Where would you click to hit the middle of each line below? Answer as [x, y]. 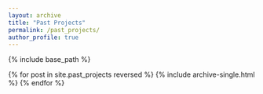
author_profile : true [44, 37]
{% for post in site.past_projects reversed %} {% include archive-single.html [131, 74]
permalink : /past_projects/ [54, 30]
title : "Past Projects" [47, 23]
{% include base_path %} [49, 60]
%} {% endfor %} [37, 83]
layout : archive [35, 15]
